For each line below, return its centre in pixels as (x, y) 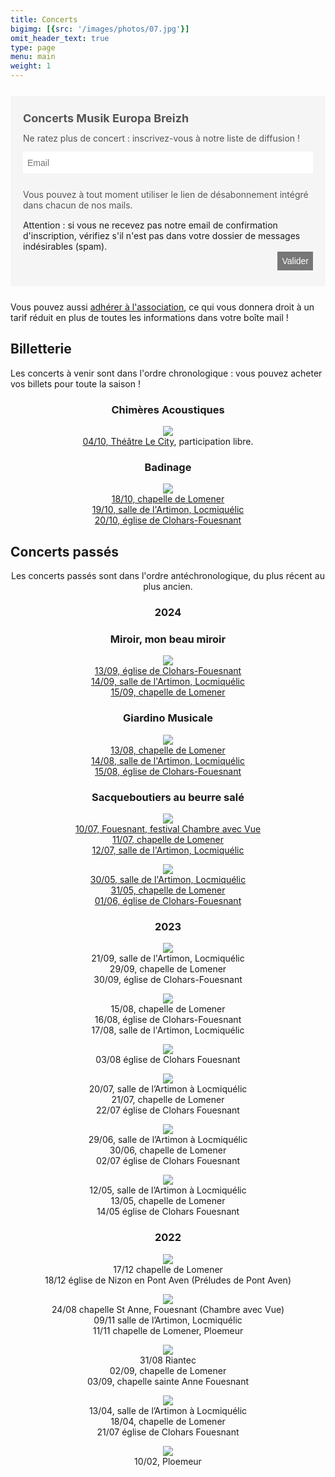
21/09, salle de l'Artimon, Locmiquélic (168, 958)
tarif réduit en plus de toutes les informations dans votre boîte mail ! (149, 317)
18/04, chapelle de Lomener (168, 1421)
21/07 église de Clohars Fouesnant (168, 1432)
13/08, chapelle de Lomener (168, 750)
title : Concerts (44, 19)
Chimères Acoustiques (168, 409)
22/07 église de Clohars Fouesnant (168, 1110)
